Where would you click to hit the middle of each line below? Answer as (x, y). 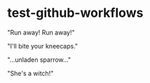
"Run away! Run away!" (41, 32)
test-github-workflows (75, 13)
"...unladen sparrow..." (39, 59)
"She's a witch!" (30, 73)
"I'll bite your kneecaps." (43, 46)
